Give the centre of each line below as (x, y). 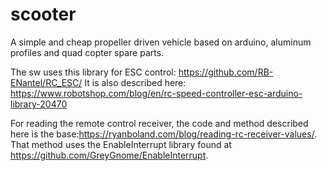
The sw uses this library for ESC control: (93, 72)
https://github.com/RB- (226, 72)
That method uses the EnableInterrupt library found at (121, 144)
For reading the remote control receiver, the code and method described (159, 123)
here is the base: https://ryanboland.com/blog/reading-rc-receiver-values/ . (164, 134)
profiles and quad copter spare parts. (87, 52)
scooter (43, 14)
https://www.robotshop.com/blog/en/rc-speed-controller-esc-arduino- (156, 93)
